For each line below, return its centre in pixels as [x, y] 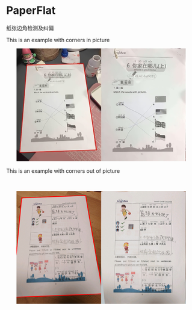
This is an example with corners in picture [58, 40]
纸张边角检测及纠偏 [30, 28]
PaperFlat [31, 11]
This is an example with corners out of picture [63, 171]
